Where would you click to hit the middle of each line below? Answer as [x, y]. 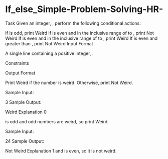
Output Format [20, 73]
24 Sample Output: [25, 141]
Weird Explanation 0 [26, 112]
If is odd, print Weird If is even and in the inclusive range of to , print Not [79, 33]
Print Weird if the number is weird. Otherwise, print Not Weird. [69, 83]
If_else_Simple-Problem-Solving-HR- [84, 9]
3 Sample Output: [23, 102]
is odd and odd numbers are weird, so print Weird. [57, 121]
